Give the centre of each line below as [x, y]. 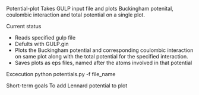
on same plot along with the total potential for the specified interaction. [101, 56]
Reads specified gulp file [45, 37]
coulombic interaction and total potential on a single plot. [76, 15]
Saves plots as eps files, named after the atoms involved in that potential [103, 63]
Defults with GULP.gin [42, 44]
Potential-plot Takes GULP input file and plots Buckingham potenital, [90, 9]
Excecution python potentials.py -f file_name [61, 74]
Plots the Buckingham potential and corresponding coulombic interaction [104, 50]
